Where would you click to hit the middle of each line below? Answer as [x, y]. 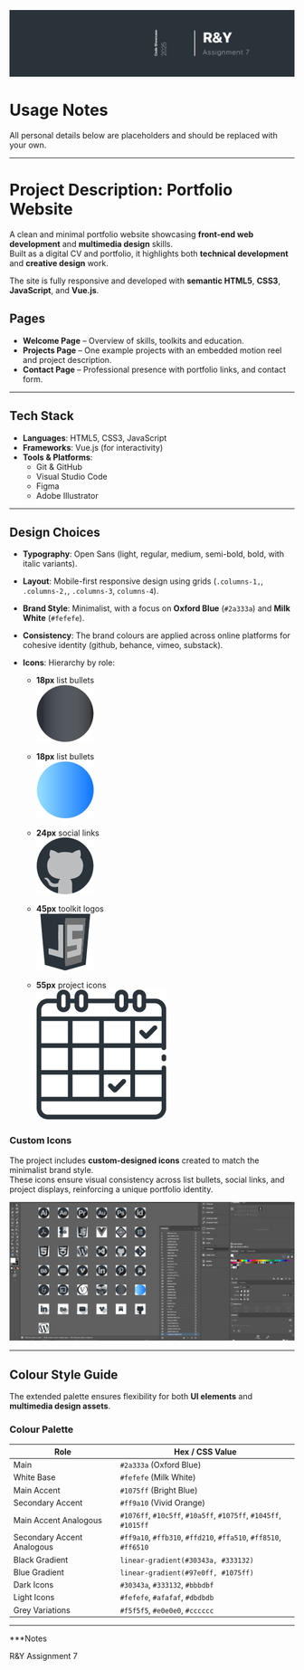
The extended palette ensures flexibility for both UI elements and [131, 1397]
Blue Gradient [39, 1572]
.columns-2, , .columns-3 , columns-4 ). [90, 591]
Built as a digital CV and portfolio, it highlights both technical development [149, 253]
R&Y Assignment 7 [44, 1656]
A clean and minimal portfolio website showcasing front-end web [132, 234]
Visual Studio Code [71, 476]
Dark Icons [33, 1585]
